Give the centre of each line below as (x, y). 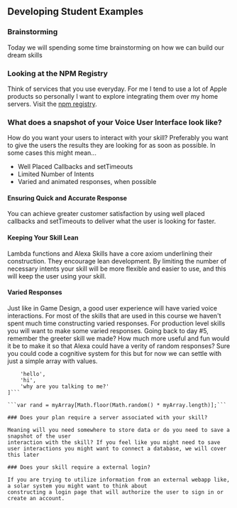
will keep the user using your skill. (57, 276)
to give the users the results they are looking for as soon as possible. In (112, 146)
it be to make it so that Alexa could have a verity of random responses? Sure (119, 346)
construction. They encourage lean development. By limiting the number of (117, 261)
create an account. (36, 498)
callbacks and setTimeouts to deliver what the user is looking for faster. (112, 221)
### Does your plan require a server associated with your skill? (108, 417)
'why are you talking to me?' (65, 387)
